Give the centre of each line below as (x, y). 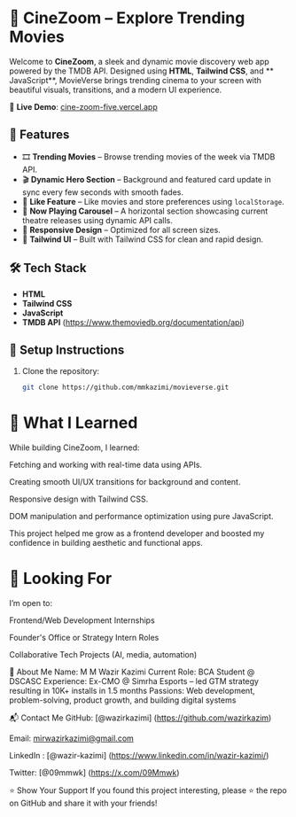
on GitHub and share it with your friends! (83, 803)
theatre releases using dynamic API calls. (97, 220)
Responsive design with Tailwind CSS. (79, 499)
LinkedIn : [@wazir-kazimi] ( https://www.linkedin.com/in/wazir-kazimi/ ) (139, 756)
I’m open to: (31, 603)
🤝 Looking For (61, 579)
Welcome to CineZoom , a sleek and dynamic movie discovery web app (140, 61)
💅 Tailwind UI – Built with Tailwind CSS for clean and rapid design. (143, 239)
